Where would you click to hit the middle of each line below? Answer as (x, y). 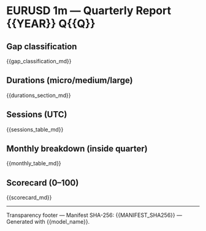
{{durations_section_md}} (39, 95)
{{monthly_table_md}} (34, 163)
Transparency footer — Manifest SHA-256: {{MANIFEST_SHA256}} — (94, 215)
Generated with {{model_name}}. (48, 222)
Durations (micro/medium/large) (70, 80)
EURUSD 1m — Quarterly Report (89, 11)
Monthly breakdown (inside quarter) (77, 149)
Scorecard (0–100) (43, 183)
